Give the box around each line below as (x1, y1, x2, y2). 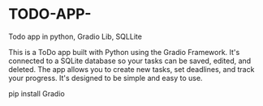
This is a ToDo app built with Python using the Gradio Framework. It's (8, 47, 240, 57)
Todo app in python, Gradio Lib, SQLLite (8, 32, 142, 41)
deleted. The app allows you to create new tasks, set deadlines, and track (8, 64, 255, 74)
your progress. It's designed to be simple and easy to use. (8, 73, 203, 83)
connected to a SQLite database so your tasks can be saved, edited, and (8, 56, 252, 66)
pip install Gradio (8, 88, 65, 98)
